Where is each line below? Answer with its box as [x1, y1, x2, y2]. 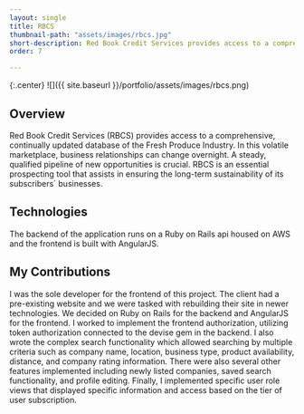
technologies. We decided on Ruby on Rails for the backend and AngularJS [9, 307, 290, 318]
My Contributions [9, 265, 111, 280]
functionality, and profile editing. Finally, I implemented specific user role [9, 375, 280, 386]
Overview [9, 106, 66, 121]
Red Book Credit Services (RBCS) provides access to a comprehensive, [9, 130, 276, 140]
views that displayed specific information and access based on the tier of [9, 384, 282, 395]
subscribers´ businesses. [9, 178, 103, 188]
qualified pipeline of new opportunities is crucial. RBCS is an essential [9, 159, 270, 169]
